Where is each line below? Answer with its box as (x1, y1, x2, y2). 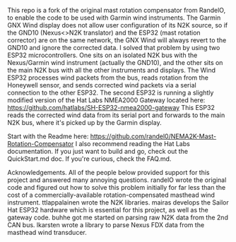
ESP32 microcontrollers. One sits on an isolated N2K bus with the (7, 51, 198, 59)
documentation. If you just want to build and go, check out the (7, 147, 189, 155)
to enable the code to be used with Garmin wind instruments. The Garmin (7, 13, 221, 22)
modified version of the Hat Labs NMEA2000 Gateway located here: (7, 96, 206, 104)
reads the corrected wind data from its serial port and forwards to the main (7, 111, 225, 119)
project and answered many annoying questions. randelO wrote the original (7, 176, 227, 184)
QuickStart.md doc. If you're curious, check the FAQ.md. (7, 155, 172, 163)
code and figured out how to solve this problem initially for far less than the (7, 183, 226, 191)
